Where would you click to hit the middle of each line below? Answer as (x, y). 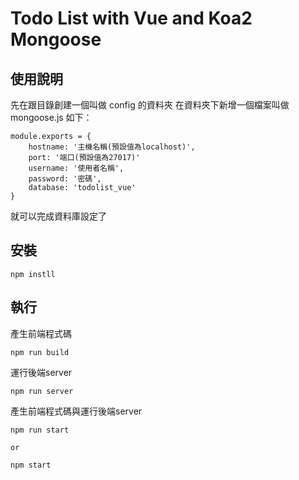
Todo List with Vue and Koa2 (131, 18)
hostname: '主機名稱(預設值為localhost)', (112, 147)
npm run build (40, 352)
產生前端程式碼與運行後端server (76, 411)
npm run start (40, 430)
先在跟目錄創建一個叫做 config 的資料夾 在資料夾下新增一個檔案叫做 (150, 105)
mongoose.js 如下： (51, 117)
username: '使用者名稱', (76, 168)
